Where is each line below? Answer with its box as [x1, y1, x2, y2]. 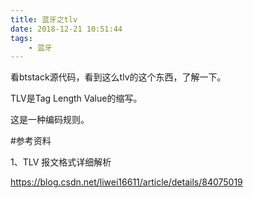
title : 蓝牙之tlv [10, 14, 78, 25]
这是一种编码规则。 [10, 114, 90, 126]
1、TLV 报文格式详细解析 [10, 156, 112, 168]
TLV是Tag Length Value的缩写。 [10, 92, 143, 105]
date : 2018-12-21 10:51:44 [10, 24, 123, 34]
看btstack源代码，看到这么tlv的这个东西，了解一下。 [10, 71, 227, 83]
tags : [10, 33, 33, 43]
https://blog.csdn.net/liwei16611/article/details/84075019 [10, 176, 243, 188]
